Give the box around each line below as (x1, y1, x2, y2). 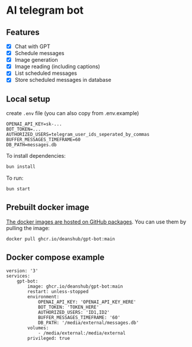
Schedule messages (14, 50, 65, 57)
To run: (6, 174, 24, 182)
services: (6, 273, 31, 279)
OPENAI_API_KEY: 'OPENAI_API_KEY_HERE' (37, 299, 136, 305)
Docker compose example (6, 253, 105, 263)
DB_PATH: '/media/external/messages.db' (37, 320, 139, 326)
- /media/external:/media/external (37, 330, 126, 336)
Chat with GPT (14, 43, 50, 50)
